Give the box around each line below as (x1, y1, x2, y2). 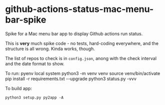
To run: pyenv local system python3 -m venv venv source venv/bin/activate (5, 70, 160, 76)
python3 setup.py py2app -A (5, 95, 64, 100)
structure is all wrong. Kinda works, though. (5, 45, 95, 51)
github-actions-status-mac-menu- (5, 3, 154, 15)
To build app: (5, 85, 32, 91)
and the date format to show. (5, 60, 64, 66)
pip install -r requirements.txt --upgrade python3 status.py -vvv (5, 75, 136, 81)
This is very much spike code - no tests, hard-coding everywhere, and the (5, 40, 159, 46)
